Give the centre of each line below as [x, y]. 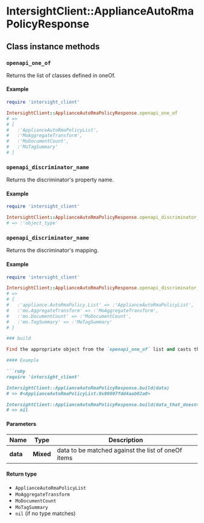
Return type [22, 474]
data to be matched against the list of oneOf [119, 450]
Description [126, 440]
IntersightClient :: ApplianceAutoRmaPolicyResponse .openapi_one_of [92, 113]
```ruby [16, 371]
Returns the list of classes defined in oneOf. [61, 75]
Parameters [21, 423]
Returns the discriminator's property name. [60, 180]
